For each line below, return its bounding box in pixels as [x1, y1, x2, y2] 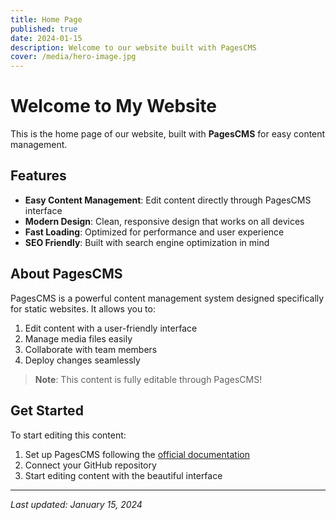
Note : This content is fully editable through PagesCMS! [34, 373, 263, 385]
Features [10, 167, 67, 185]
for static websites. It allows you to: [10, 302, 156, 315]
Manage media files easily [24, 332, 133, 345]
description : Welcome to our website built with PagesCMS [10, 42, 257, 53]
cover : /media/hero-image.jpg [10, 52, 137, 62]
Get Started [10, 402, 84, 420]
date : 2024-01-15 [10, 33, 83, 43]
